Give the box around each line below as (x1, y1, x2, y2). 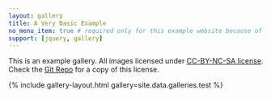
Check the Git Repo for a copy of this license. (8, 65, 160, 75)
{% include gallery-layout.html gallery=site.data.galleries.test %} (8, 80, 224, 90)
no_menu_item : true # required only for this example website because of (8, 27, 263, 35)
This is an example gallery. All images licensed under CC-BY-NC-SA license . (8, 56, 264, 66)
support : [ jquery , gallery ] (8, 34, 104, 43)
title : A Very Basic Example (8, 19, 107, 27)
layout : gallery (8, 11, 63, 20)
